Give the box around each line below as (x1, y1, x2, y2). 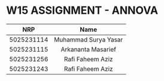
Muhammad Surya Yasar (53, 35, 123, 44)
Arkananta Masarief (60, 45, 117, 53)
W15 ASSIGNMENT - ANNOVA (6, 4, 159, 17)
